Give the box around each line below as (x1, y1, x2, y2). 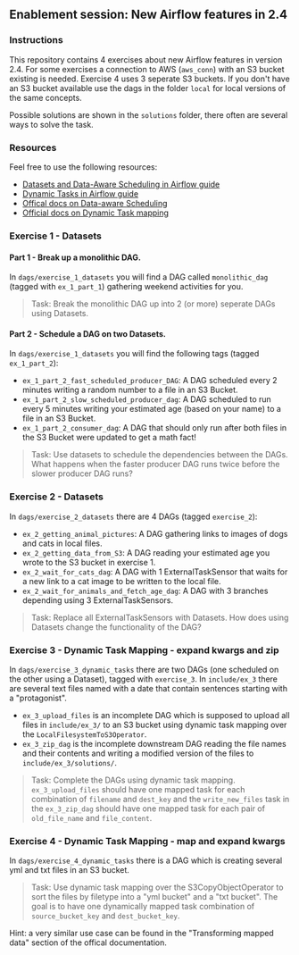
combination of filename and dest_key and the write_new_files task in (30, 793, 290, 804)
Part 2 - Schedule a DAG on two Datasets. (9, 328, 167, 339)
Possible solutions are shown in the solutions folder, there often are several (9, 109, 288, 120)
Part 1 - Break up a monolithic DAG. (9, 252, 141, 263)
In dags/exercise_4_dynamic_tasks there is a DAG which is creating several (9, 855, 283, 866)
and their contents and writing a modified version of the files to (21, 748, 254, 758)
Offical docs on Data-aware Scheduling (21, 197, 168, 208)
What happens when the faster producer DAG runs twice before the (30, 459, 280, 470)
